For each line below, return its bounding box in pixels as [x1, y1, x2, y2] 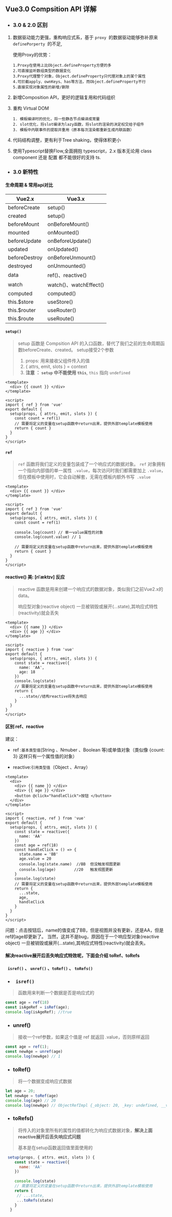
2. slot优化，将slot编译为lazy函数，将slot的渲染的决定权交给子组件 [12, 122, 144, 127]
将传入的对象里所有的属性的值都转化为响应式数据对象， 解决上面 [17, 1127, 153, 1133]
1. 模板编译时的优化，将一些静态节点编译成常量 [12, 116, 100, 122]
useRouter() [47, 306, 77, 314]
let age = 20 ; [5, 1088, 36, 1093]
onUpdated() [47, 245, 79, 253]
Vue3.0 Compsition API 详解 [5, 5, 97, 14]
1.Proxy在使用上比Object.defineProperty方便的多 [12, 63, 112, 68]
